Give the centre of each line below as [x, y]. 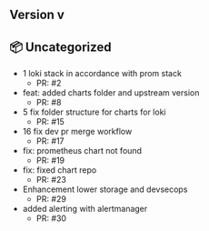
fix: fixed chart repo [60, 170]
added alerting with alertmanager [85, 209]
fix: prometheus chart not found [82, 151]
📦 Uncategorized [60, 47]
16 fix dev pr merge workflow [77, 132]
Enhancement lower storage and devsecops [105, 189]
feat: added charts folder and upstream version [111, 93]
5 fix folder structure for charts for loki [94, 112]
